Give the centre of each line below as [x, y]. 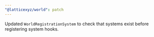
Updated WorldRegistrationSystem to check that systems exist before [77, 24]
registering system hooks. [32, 29]
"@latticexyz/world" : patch [34, 10]
